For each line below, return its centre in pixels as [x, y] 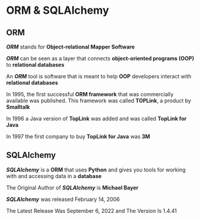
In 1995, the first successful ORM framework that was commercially [90, 94]
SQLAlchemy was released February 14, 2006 [63, 199]
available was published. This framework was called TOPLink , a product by [99, 100]
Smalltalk [18, 107]
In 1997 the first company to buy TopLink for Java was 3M [78, 136]
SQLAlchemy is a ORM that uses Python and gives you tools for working [96, 169]
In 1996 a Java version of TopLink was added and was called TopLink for [96, 118]
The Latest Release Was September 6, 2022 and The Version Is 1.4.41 [92, 210]
